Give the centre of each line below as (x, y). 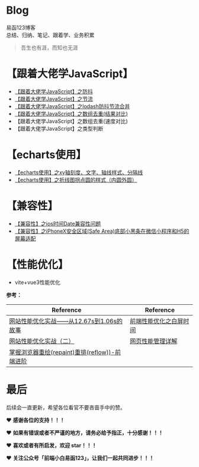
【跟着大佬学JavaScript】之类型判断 (59, 128)
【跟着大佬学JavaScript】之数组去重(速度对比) (71, 121)
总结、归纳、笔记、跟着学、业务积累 (50, 35)
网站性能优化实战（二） (42, 341)
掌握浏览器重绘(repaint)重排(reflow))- (62, 352)
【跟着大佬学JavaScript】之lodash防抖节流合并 (72, 106)
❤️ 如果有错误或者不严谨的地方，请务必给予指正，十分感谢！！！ (85, 433)
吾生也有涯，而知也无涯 (49, 48)
